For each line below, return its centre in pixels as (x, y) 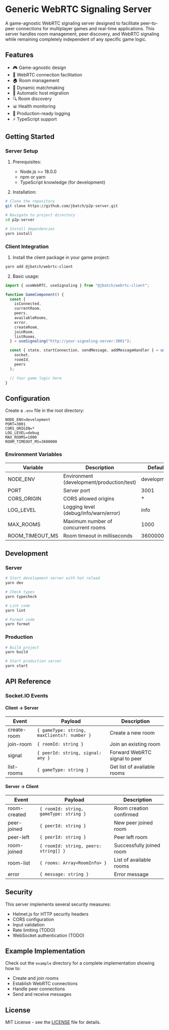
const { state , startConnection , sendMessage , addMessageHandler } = (84, 351)
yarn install (19, 233)
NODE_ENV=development (28, 420)
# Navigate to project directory (40, 215)
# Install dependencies (30, 229)
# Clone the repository (30, 201)
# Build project (22, 647)
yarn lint (16, 610)
